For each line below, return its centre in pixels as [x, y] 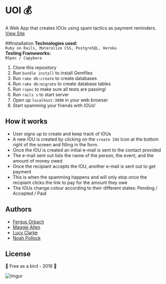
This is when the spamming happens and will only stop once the [80, 177]
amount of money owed [37, 161]
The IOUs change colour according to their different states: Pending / [85, 188]
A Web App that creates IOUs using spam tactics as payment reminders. [81, 28]
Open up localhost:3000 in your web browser [60, 100]
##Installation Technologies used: [41, 43]
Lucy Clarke [25, 233]
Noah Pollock [27, 238]
